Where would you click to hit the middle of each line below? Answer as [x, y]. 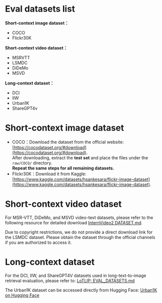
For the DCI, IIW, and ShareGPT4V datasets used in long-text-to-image [76, 275]
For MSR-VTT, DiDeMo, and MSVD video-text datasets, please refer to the [79, 218]
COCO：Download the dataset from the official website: [68, 142]
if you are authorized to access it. [38, 242]
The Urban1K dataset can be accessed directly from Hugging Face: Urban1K [81, 290]
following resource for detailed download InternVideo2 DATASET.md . [74, 222]
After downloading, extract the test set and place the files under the [80, 158]
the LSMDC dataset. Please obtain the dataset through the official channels [80, 237]
